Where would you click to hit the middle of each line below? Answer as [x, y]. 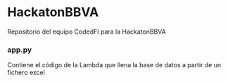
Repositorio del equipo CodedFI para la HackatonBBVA [87, 32]
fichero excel [26, 73]
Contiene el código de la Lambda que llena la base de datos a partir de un [114, 65]
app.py [20, 50]
